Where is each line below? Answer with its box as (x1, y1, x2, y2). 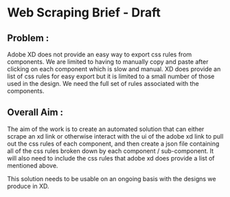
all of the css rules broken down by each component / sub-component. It (7, 146, 214, 155)
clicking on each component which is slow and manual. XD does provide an (7, 65, 221, 73)
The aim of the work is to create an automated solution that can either (7, 125, 205, 133)
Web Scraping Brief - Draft (7, 5, 161, 21)
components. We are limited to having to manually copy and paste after (7, 58, 209, 66)
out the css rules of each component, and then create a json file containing (7, 139, 220, 148)
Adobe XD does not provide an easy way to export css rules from (7, 50, 192, 58)
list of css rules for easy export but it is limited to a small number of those (7, 72, 215, 80)
